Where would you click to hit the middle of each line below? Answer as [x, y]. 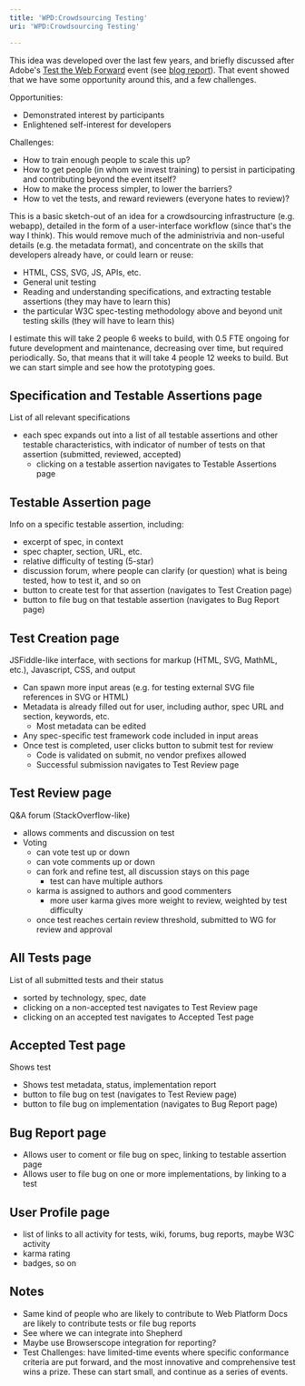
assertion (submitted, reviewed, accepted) [102, 455]
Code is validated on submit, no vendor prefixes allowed [141, 755]
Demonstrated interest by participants [93, 115]
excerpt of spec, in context [73, 542]
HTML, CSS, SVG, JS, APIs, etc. [82, 272]
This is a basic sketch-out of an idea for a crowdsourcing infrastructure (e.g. [152, 216]
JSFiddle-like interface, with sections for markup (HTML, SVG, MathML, [143, 659]
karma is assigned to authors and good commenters [133, 890]
